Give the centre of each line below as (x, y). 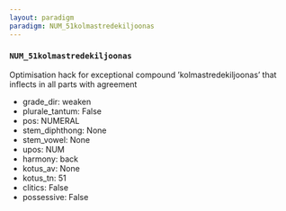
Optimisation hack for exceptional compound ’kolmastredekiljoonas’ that (143, 75)
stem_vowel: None (56, 139)
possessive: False (55, 197)
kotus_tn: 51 (45, 178)
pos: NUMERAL (51, 120)
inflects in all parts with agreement (73, 84)
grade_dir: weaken (57, 101)
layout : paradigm (42, 18)
